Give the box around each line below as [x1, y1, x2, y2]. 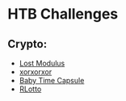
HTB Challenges [7, 5, 119, 23]
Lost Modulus [19, 58, 65, 68]
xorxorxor [19, 67, 52, 77]
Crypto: [7, 37, 48, 51]
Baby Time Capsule [19, 76, 85, 85]
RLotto [19, 84, 42, 94]
